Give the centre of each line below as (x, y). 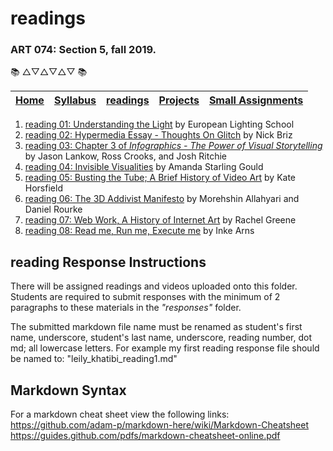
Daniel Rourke (53, 209)
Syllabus (75, 100)
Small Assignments (256, 100)
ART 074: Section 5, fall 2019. (83, 50)
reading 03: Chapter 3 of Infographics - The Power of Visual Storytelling (173, 146)
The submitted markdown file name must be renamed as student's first (156, 327)
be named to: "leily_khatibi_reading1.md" (94, 359)
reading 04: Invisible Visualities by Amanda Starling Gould (144, 167)
